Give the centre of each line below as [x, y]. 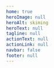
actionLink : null [27, 45]
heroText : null [25, 28]
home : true [19, 12]
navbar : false [23, 50]
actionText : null [27, 39]
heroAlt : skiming [27, 22]
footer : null [22, 56]
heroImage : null [26, 17]
